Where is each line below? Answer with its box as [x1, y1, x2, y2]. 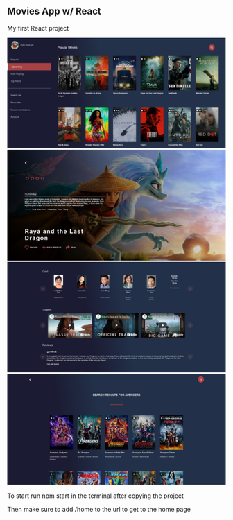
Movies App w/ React [7, 6, 102, 17]
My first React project [7, 24, 69, 32]
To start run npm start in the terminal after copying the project [7, 492, 184, 500]
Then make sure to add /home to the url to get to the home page [7, 505, 191, 513]
